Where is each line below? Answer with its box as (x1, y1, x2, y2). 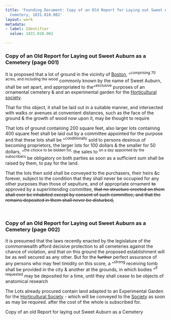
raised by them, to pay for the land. (5, 160, 79, 166)
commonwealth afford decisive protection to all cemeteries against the (5, 243, 154, 249)
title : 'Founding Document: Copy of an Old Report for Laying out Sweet (5, 7, 163, 13)
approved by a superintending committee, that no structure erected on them (5, 186, 165, 193)
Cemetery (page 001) (5, 59, 60, 66)
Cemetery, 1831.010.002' (10, 12, 63, 17)
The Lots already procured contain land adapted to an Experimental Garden (5, 288, 164, 294)
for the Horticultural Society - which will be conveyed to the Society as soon (5, 294, 165, 300)
